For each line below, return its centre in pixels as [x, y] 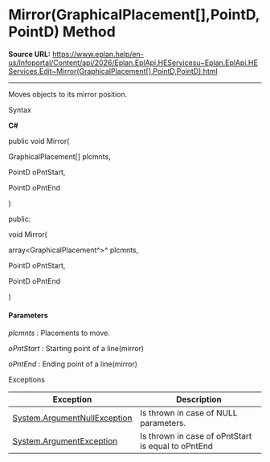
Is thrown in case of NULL [189, 413]
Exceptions [27, 380]
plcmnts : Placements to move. [59, 333]
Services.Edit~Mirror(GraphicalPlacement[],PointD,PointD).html [113, 71]
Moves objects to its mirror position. [68, 94]
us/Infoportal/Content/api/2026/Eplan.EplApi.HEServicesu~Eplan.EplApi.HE [133, 63]
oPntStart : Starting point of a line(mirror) [76, 349]
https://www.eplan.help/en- [98, 54]
